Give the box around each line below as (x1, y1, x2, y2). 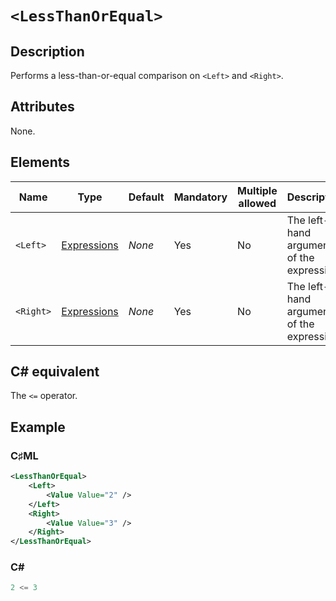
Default (128, 190, 165, 204)
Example (10, 418, 66, 436)
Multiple (237, 183, 278, 197)
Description (10, 43, 85, 60)
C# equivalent (10, 363, 100, 381)
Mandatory (173, 190, 228, 204)
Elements (10, 154, 71, 171)
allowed (238, 196, 277, 210)
